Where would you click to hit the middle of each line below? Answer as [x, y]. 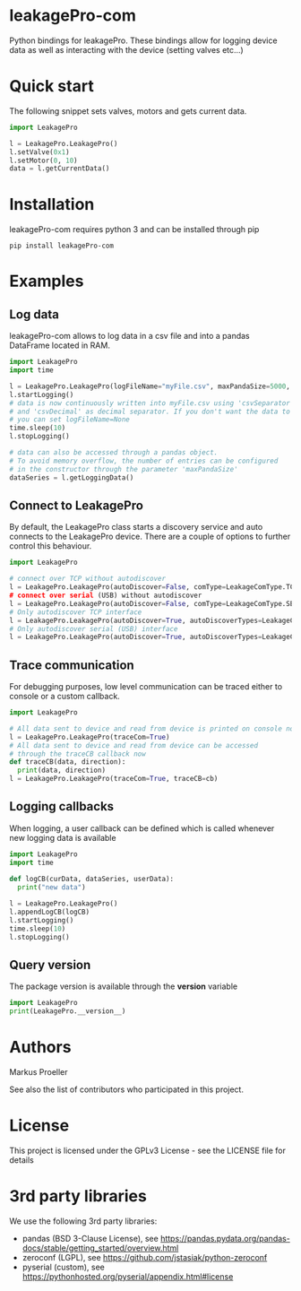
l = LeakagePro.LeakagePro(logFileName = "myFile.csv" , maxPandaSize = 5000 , [150, 386]
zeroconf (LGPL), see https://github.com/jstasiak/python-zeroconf [145, 1257]
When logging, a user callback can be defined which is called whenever [142, 828]
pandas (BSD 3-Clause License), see [90, 1239]
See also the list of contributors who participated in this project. [127, 1089]
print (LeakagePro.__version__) [68, 1011]
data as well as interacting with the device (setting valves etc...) [126, 49]
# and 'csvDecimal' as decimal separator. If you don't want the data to [150, 412]
